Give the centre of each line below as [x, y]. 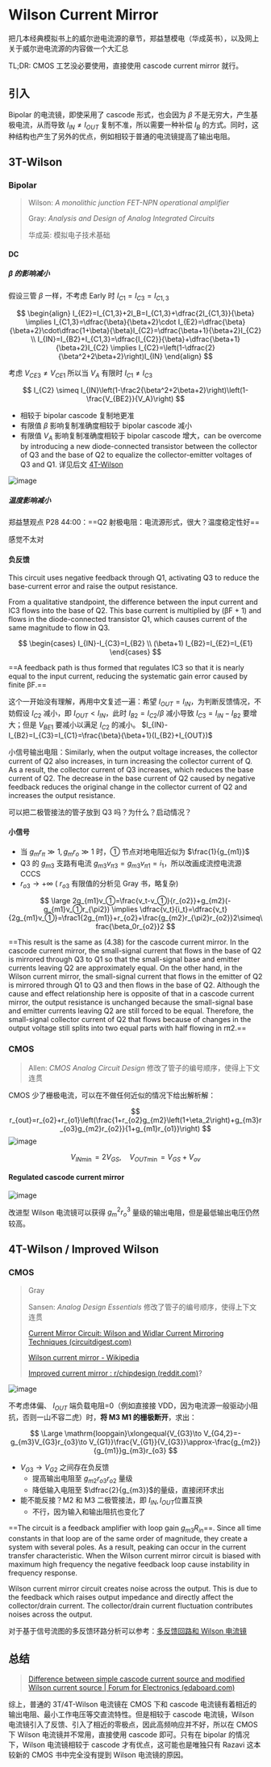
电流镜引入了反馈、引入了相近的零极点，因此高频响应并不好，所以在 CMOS [133, 1724]
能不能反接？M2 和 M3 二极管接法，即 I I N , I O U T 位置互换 [111, 1501]
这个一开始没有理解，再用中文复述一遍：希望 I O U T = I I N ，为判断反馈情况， [131, 703]
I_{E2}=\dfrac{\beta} [212, 322]
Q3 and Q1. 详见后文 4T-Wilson [71, 465]
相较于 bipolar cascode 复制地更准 [77, 416]
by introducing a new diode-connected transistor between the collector [139, 446]
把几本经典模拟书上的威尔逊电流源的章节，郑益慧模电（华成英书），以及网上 [134, 38]
